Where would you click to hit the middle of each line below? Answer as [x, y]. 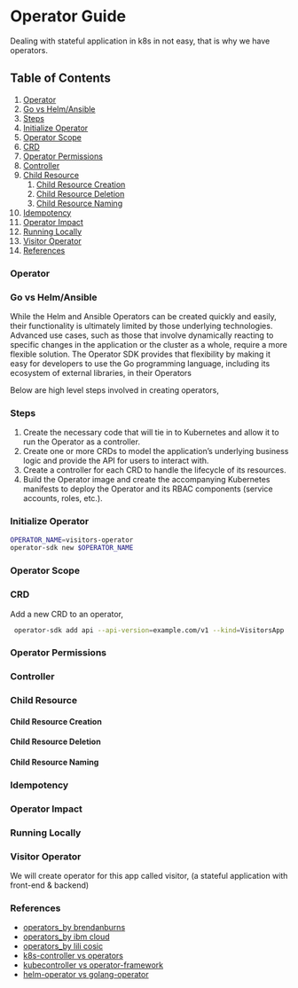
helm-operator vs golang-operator [86, 975]
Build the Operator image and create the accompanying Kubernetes [146, 480]
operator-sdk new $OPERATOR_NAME [72, 548]
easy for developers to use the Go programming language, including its [140, 363]
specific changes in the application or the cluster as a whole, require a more [149, 344]
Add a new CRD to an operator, [67, 614]
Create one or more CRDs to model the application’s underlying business [156, 451]
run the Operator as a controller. [82, 442]
